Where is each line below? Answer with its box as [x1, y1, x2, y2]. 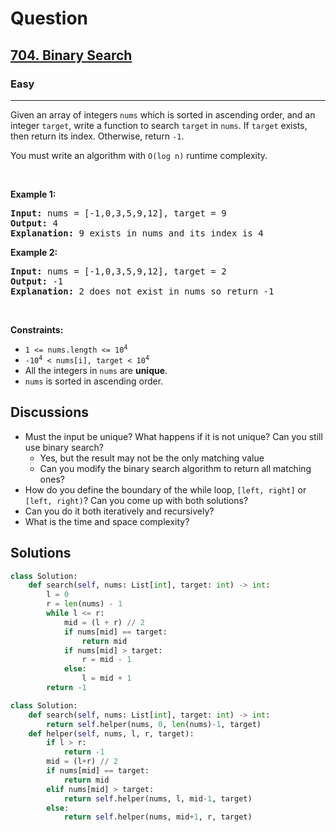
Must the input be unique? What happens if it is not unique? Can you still [24, 430, 323, 442]
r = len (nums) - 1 [46, 599, 123, 609]
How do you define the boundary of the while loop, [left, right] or [24, 483, 307, 496]
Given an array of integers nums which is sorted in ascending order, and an [10, 108, 316, 121]
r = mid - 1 [81, 655, 132, 665]
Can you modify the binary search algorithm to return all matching [39, 462, 312, 474]
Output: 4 [10, 217, 58, 229]
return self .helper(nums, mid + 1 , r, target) [63, 812, 253, 822]
